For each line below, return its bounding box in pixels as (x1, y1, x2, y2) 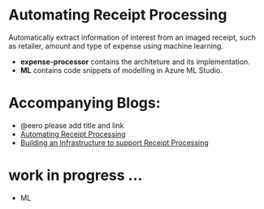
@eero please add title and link (19, 120, 124, 130)
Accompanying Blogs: (8, 94, 161, 113)
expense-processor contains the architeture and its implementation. (19, 57, 250, 66)
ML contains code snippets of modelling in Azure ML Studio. (19, 65, 223, 75)
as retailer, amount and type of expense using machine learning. (8, 41, 223, 50)
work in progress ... (8, 166, 143, 185)
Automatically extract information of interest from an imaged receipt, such (8, 32, 256, 42)
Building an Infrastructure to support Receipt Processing (19, 138, 209, 147)
